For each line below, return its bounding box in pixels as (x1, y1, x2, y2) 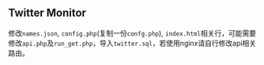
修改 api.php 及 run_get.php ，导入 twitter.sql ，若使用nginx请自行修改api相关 (8, 38, 257, 48)
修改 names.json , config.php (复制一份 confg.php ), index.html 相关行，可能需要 (8, 28, 257, 38)
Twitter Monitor (8, 6, 87, 20)
